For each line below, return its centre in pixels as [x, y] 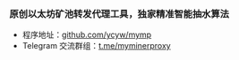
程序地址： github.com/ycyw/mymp [87, 35]
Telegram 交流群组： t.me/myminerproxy [97, 46]
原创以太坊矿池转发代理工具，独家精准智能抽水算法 [119, 13]
